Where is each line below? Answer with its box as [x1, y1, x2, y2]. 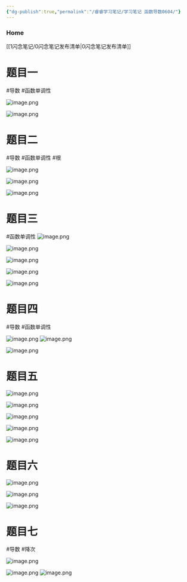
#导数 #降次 [6, 546, 36, 553]
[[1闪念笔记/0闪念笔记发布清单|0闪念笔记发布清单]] [6, 42, 131, 50]
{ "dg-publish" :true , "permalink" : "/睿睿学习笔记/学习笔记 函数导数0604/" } [6, 8, 181, 15]
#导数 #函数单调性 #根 [6, 154, 62, 161]
